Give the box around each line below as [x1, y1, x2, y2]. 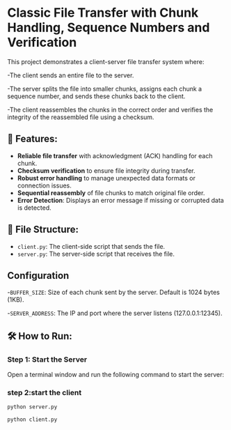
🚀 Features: [7, 133, 58, 145]
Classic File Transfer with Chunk [7, 5, 199, 21]
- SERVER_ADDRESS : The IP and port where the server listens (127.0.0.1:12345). [7, 309, 223, 318]
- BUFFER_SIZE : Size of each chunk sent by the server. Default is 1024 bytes [7, 288, 221, 297]
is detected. [17, 204, 52, 212]
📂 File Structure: [7, 224, 79, 236]
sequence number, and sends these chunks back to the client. [7, 92, 186, 100]
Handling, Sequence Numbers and [7, 20, 210, 36]
